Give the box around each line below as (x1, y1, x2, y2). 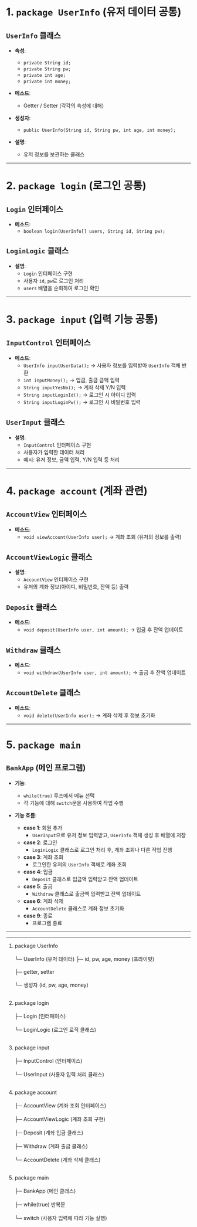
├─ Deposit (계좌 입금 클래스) (14, 1129, 84, 1136)
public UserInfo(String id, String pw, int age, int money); (23, 127, 176, 133)
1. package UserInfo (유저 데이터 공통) (6, 5, 182, 19)
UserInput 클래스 (6, 417, 65, 427)
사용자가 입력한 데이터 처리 (23, 448, 85, 456)
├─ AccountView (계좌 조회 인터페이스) (14, 1102, 107, 1109)
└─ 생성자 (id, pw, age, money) (14, 981, 89, 988)
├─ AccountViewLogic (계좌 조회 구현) (14, 1115, 106, 1123)
